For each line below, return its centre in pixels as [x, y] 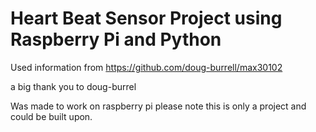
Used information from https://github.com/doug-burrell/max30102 [146, 67]
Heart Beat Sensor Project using [146, 18]
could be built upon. [51, 116]
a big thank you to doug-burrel [73, 86]
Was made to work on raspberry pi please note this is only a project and [158, 106]
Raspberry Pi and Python [116, 39]
